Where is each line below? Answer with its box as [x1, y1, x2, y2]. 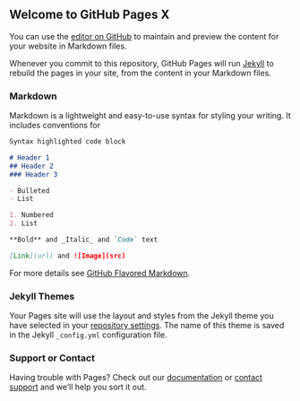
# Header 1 [9, 153, 50, 162]
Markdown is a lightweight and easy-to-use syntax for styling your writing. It [9, 110, 291, 121]
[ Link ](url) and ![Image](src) [9, 251, 126, 260]
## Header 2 [9, 161, 54, 170]
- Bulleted [9, 186, 50, 196]
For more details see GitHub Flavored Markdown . [9, 267, 191, 278]
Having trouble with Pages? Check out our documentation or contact [9, 372, 262, 383]
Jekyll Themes [9, 290, 75, 302]
